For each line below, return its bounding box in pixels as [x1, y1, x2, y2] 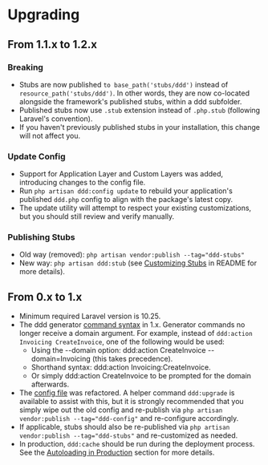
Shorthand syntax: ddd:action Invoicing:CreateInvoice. [30, 362, 211, 372]
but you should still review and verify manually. [18, 212, 175, 221]
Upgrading [7, 6, 80, 24]
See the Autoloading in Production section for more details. [18, 447, 215, 458]
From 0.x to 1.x [7, 290, 83, 304]
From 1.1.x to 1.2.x [7, 38, 98, 51]
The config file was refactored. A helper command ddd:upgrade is [18, 388, 235, 398]
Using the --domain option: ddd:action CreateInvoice [30, 346, 206, 355]
